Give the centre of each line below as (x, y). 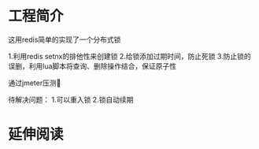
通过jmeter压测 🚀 (35, 83)
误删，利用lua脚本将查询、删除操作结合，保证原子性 (92, 66)
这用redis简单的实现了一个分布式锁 (65, 39)
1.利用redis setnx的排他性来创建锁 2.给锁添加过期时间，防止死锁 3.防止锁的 (130, 56)
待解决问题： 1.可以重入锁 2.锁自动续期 (71, 99)
